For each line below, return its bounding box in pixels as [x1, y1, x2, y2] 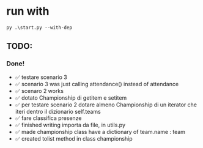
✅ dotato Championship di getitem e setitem [15, 94, 127, 102]
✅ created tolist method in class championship [15, 135, 133, 142]
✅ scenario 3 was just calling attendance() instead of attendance [15, 80, 179, 87]
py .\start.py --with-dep [6, 24, 72, 31]
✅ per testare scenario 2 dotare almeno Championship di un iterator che [15, 101, 197, 108]
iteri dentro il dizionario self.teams [15, 108, 101, 115]
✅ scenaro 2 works [15, 87, 64, 94]
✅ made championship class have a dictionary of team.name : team [15, 128, 185, 135]
